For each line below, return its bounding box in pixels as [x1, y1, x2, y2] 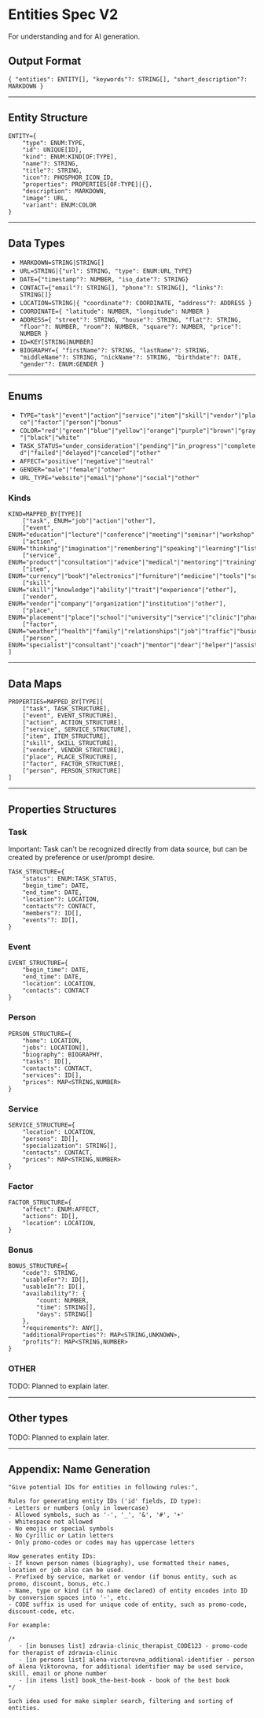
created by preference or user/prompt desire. [8, 852, 156, 862]
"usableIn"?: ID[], [22, 1283, 86, 1291]
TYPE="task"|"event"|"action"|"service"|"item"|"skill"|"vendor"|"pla [19, 412, 256, 419]
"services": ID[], [22, 1071, 82, 1079]
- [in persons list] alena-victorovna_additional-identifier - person [18, 1656, 255, 1664]
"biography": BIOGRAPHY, [22, 1050, 104, 1058]
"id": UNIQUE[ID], [22, 146, 82, 154]
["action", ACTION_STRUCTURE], [22, 719, 125, 727]
